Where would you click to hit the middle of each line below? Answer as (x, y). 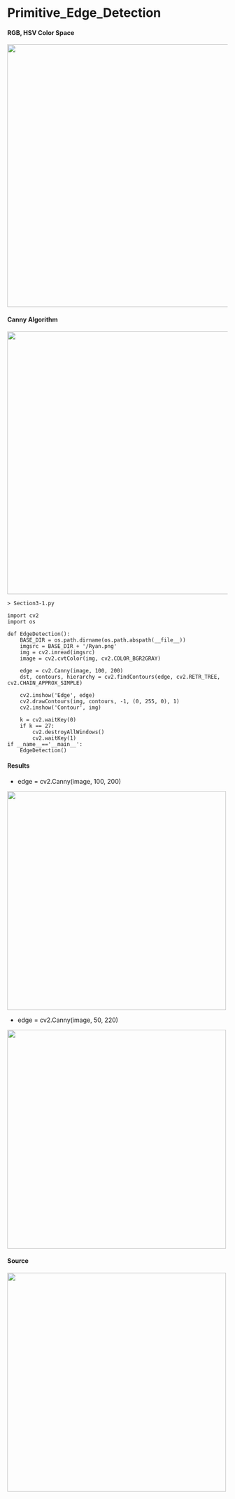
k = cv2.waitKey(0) (48, 719)
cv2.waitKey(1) (55, 738)
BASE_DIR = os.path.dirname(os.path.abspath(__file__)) (103, 640)
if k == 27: (37, 726)
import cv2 (23, 615)
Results (19, 766)
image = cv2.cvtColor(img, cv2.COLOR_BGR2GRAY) (90, 658)
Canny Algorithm (33, 319)
